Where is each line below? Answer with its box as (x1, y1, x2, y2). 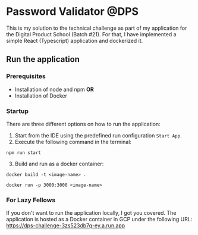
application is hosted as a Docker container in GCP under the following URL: (6, 216, 193, 223)
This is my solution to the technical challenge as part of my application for (6, 24, 187, 32)
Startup (6, 106, 29, 115)
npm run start (6, 149, 42, 156)
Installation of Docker (14, 92, 67, 99)
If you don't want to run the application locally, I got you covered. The (6, 209, 177, 217)
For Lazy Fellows (6, 196, 56, 204)
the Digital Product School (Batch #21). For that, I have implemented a (6, 30, 177, 37)
